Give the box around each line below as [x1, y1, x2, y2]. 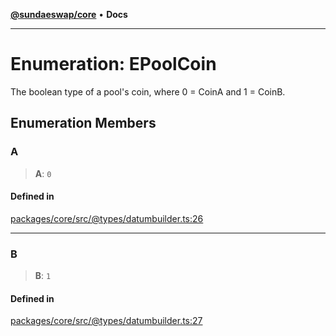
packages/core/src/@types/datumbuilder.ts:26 [10, 212, 204, 224]
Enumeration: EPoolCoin [10, 53, 217, 76]
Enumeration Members [10, 115, 157, 132]
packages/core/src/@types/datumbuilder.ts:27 [10, 315, 203, 327]
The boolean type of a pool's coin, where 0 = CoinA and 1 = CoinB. [10, 85, 286, 98]
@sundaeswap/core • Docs [10, 9, 128, 20]
